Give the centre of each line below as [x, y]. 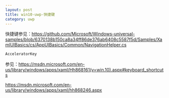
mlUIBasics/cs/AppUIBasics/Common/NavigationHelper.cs [66, 45]
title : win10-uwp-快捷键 [30, 14]
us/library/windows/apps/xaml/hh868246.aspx [54, 90]
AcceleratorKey [21, 54]
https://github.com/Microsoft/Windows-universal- [83, 34]
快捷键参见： [18, 34]
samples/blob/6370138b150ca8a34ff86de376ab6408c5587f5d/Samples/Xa [84, 39]
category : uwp [20, 19]
